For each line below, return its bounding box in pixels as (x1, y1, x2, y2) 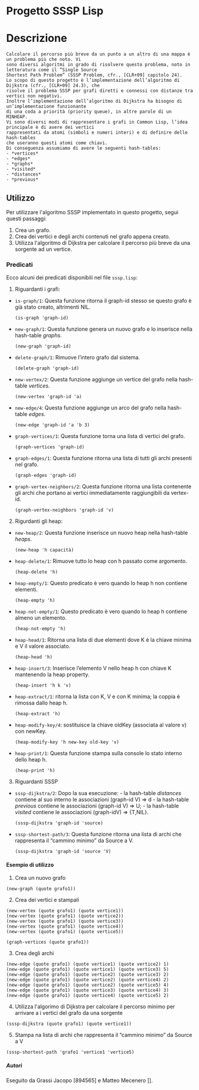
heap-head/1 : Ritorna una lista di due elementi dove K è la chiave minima (14, 636, 192, 643)
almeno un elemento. (14, 614, 67, 621)
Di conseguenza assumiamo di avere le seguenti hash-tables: (6, 145, 161, 152)
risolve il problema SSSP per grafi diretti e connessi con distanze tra (6, 88, 194, 94)
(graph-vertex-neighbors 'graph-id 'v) (14, 507, 114, 513)
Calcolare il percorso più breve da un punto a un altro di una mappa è (6, 51, 191, 57)
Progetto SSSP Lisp (6, 4, 104, 18)
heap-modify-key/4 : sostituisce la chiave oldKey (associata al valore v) (14, 721, 187, 729)
